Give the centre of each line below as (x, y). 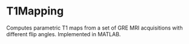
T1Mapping (35, 11)
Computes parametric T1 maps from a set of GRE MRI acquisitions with (94, 28)
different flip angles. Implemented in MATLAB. (64, 34)
